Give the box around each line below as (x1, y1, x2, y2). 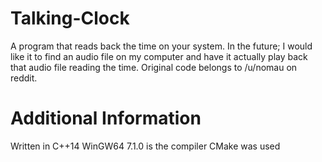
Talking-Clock (10, 7, 130, 30)
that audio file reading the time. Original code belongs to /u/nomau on (10, 61, 298, 73)
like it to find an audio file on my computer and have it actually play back (10, 50, 308, 62)
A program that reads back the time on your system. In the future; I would (10, 40, 313, 52)
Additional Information (10, 107, 202, 130)
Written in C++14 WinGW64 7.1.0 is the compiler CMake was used (10, 140, 281, 152)
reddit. (10, 72, 38, 84)
